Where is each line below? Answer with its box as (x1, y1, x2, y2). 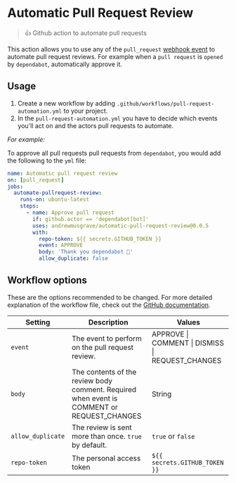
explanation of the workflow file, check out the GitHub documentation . (7, 301, 211, 309)
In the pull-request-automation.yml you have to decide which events (17, 114, 218, 123)
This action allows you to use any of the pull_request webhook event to (7, 44, 216, 54)
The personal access (71, 453, 141, 463)
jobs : (7, 183, 23, 190)
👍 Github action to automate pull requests (24, 28, 147, 37)
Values (176, 317, 201, 327)
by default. (71, 440, 107, 450)
